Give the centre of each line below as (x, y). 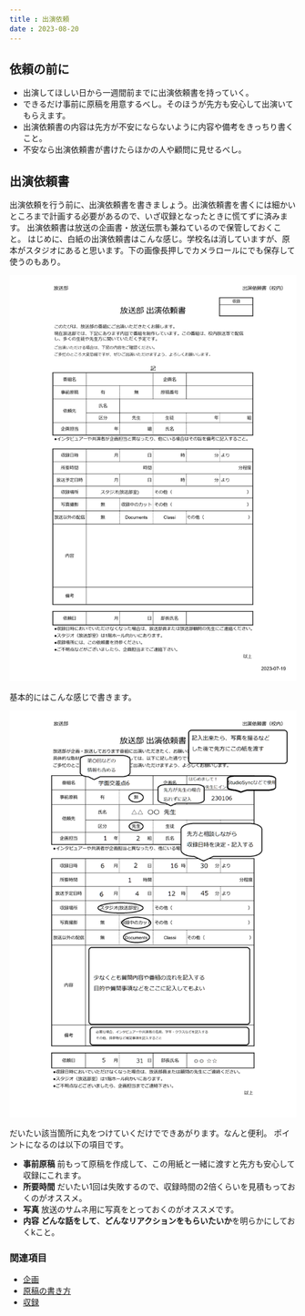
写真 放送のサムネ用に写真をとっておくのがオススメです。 (131, 1209)
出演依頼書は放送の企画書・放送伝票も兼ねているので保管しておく (150, 228)
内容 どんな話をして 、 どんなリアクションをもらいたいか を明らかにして (155, 1220)
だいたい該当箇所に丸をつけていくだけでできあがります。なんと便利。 (141, 1133)
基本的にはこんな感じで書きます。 (73, 697)
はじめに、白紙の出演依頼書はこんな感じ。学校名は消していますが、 (154, 239)
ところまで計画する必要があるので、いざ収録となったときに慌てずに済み (145, 216)
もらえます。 (46, 116)
